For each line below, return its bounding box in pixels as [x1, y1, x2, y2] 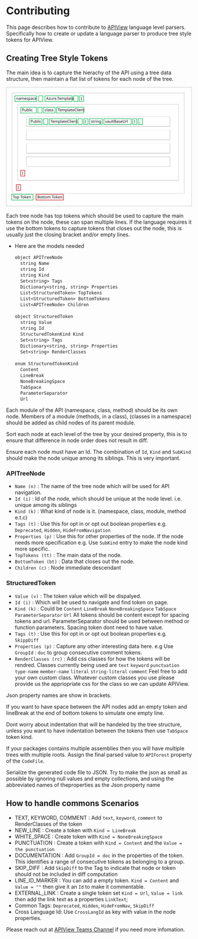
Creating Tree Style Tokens [6, 53, 108, 63]
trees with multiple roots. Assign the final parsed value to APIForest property [6, 751, 192, 758]
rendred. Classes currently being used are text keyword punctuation [14, 661, 180, 668]
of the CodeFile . [6, 757, 45, 764]
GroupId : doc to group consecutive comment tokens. [14, 649, 143, 656]
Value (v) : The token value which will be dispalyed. [14, 592, 141, 600]
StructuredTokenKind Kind [20, 332, 84, 338]
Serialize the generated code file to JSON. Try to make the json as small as [6, 768, 187, 776]
